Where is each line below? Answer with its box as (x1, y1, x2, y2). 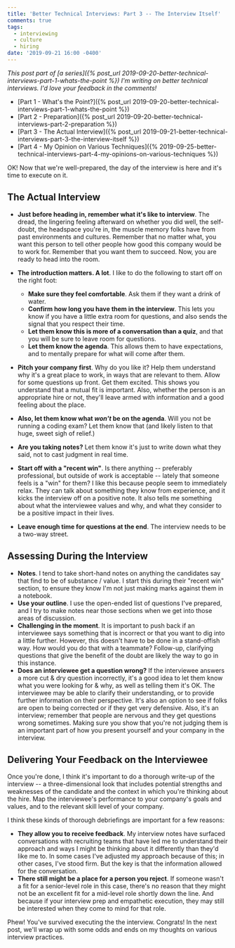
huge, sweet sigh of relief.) (17, 429, 95, 437)
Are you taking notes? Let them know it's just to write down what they (17, 443, 222, 451)
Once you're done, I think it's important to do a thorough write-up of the (7, 772, 215, 781)
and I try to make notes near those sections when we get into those (17, 606, 213, 614)
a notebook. (17, 591, 53, 600)
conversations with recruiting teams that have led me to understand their (17, 837, 228, 845)
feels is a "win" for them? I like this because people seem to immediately (17, 479, 227, 487)
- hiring (13, 43, 39, 50)
